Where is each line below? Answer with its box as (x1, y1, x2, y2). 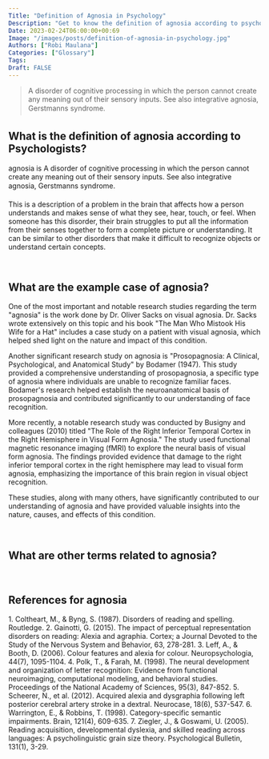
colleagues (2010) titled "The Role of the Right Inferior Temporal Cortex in (8, 426, 251, 436)
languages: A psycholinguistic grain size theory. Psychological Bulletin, (8, 733, 243, 743)
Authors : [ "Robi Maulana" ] (8, 42, 98, 50)
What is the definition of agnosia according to (8, 130, 242, 143)
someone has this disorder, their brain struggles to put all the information (8, 216, 249, 226)
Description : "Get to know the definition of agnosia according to (8, 19, 239, 27)
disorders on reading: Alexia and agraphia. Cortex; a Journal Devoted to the (8, 632, 258, 641)
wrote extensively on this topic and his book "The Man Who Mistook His (8, 319, 246, 328)
